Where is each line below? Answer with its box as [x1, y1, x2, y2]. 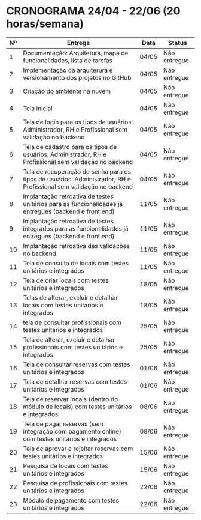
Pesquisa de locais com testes [23, 461, 109, 470]
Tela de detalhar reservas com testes [23, 377, 127, 385]
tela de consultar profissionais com [23, 318, 121, 327]
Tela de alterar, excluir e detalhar [23, 335, 115, 343]
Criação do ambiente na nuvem [23, 87, 111, 95]
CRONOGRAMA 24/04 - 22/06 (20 [6, 4, 181, 18]
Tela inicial [23, 104, 53, 112]
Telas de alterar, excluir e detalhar [23, 293, 118, 301]
